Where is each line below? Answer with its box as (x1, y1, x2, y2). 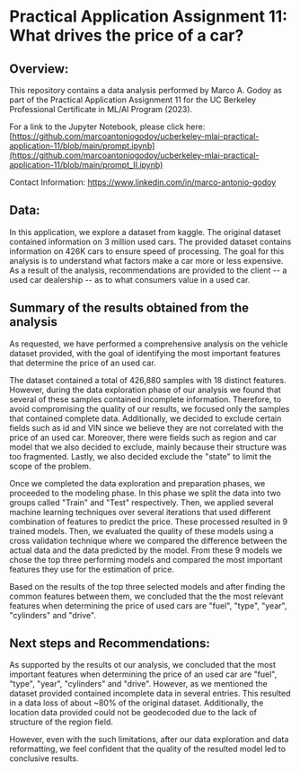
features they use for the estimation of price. (9, 564, 175, 574)
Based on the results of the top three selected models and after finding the (9, 581, 286, 591)
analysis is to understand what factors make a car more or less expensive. (9, 255, 284, 266)
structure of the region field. (9, 716, 114, 728)
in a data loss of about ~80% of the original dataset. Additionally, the (9, 697, 264, 708)
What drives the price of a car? (9, 25, 244, 46)
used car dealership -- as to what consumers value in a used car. (9, 274, 251, 285)
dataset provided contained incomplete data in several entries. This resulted (9, 688, 291, 699)
